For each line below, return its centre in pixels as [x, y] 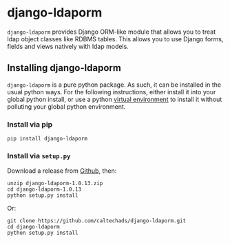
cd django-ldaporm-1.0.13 [44, 190]
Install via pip [30, 124]
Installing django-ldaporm [64, 68]
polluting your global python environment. [66, 106]
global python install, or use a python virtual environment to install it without [115, 99]
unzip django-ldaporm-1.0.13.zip [55, 184]
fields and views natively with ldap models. [68, 46]
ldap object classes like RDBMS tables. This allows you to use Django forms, [115, 39]
